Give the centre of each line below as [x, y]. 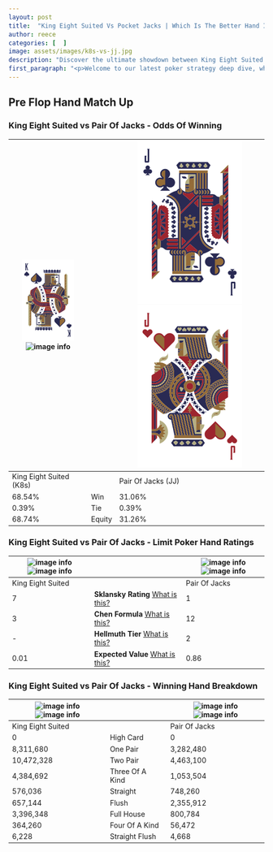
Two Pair [124, 760]
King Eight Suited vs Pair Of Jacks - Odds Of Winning [115, 126]
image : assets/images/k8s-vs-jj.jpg [70, 52]
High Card [126, 737]
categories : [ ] [38, 43]
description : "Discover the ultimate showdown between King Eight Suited [136, 60]
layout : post [30, 17]
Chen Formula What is [132, 614]
